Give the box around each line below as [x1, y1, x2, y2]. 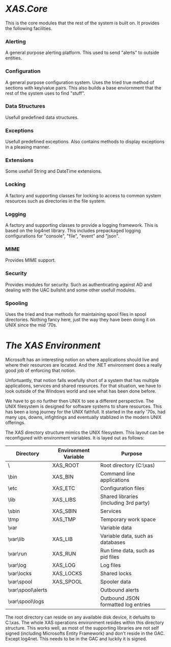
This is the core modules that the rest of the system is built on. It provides [5, 20, 160, 26]
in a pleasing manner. [5, 144, 50, 150]
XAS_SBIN [52, 507, 77, 514]
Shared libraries [100, 493, 138, 500]
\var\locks [8, 570, 32, 577]
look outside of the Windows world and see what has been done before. [5, 388, 157, 394]
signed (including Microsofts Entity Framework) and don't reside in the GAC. [5, 630, 165, 636]
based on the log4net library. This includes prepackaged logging [5, 227, 141, 234]
